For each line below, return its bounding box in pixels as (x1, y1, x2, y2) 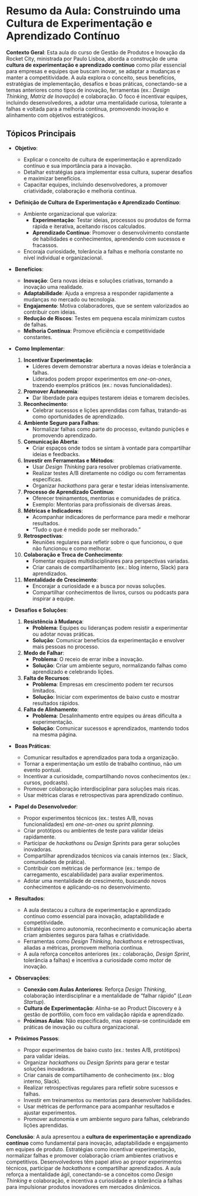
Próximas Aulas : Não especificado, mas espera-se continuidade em (23, 1017, 191, 1024)
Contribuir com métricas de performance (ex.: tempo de (23, 864, 161, 872)
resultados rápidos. (32, 699, 80, 707)
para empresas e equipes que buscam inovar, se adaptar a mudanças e (6, 67, 180, 74)
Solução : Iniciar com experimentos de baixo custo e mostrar (32, 693, 180, 700)
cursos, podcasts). (23, 779, 70, 786)
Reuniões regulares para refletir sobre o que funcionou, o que (32, 538, 183, 545)
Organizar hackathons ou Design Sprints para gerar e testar (23, 1059, 170, 1066)
